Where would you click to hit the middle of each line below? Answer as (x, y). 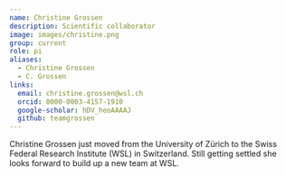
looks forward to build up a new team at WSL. (94, 163)
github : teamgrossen (56, 118)
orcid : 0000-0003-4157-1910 (71, 102)
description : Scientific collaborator (82, 26)
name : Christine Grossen (56, 18)
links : (22, 85)
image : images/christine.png (64, 34)
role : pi (26, 51)
